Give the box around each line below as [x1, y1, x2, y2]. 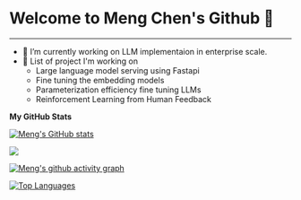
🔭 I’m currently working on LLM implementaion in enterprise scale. [21, 46, 268, 57]
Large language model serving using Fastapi [35, 65, 200, 75]
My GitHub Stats [9, 111, 73, 122]
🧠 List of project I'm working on [21, 56, 139, 66]
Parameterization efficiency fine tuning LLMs [35, 84, 202, 95]
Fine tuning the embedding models [35, 74, 165, 85]
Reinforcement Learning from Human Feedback [35, 93, 212, 104]
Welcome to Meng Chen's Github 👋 [9, 8, 275, 29]
